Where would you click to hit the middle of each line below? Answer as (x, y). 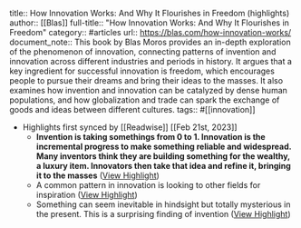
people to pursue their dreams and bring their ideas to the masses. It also (146, 80)
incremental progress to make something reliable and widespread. (164, 146)
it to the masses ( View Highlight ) (98, 175)
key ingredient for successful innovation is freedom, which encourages (142, 71)
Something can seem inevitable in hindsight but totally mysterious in (163, 204)
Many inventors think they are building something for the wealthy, (163, 156)
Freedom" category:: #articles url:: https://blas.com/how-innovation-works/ (150, 32)
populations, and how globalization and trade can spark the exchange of (145, 100)
